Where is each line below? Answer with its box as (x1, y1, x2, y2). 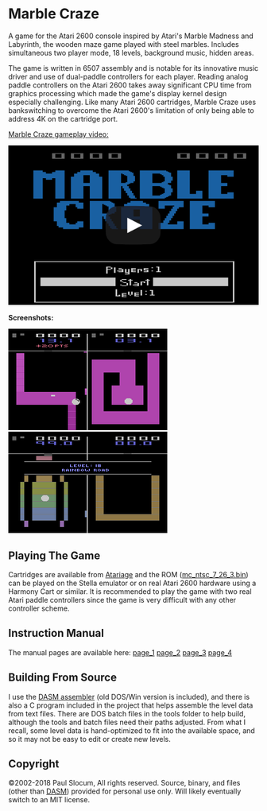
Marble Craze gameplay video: (8, 129, 109, 139)
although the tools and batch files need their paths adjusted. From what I (8, 717, 246, 727)
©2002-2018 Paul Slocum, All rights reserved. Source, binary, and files (8, 778, 241, 788)
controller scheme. (8, 603, 70, 613)
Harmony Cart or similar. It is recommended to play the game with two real (8, 587, 252, 596)
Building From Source (8, 671, 118, 685)
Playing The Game (8, 549, 101, 562)
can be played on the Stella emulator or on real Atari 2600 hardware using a (8, 578, 257, 588)
